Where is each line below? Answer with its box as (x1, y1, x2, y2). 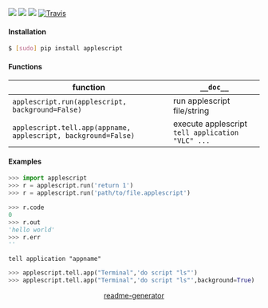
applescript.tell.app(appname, (12, 124, 132, 132)
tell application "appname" (8, 255, 102, 263)
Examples (8, 156, 42, 166)
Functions (8, 61, 42, 71)
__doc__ (199, 83, 229, 92)
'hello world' (8, 226, 56, 234)
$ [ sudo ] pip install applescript (8, 45, 124, 53)
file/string (172, 105, 210, 116)
